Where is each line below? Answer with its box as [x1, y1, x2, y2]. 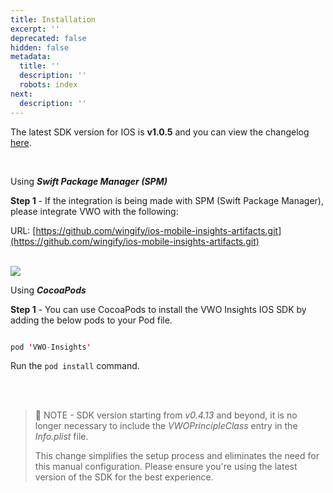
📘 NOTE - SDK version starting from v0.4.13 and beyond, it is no [34, 409, 298, 421]
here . [10, 136, 32, 148]
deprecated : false [10, 33, 87, 43]
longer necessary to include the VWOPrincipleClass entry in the [34, 420, 298, 432]
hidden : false [10, 42, 70, 53]
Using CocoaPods [10, 284, 87, 296]
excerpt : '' [10, 24, 60, 34]
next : [10, 89, 33, 99]
